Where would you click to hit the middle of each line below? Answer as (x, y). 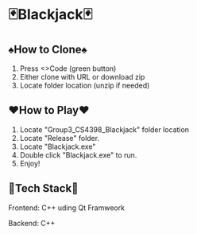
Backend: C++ (32, 223)
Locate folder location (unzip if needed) (85, 85)
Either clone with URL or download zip (82, 77)
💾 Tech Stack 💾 (44, 188)
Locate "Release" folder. (60, 138)
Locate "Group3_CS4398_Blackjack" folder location (104, 129)
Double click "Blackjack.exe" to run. (78, 154)
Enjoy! (30, 163)
